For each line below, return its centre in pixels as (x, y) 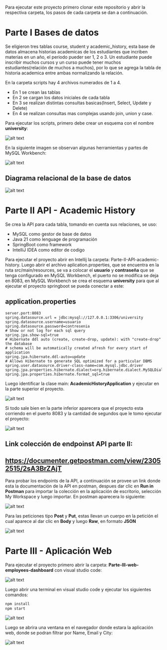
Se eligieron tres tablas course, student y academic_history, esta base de (80, 46)
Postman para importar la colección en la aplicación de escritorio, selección (83, 491)
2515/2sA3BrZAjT (34, 469)
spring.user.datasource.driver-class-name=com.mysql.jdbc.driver (74, 365)
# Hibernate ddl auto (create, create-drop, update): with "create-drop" (83, 339)
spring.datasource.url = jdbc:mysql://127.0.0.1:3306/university (74, 318)
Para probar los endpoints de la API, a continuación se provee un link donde (83, 481)
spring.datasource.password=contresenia (48, 326)
